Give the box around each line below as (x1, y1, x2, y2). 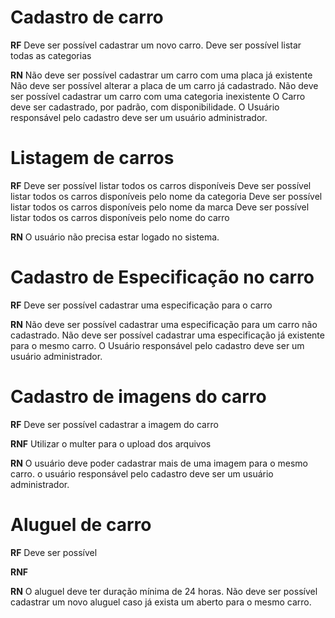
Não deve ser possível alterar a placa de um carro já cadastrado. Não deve (10, 79, 319, 91)
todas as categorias (10, 49, 92, 61)
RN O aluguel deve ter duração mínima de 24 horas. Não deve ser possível (10, 585, 318, 597)
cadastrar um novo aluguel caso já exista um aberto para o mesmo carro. (10, 596, 312, 608)
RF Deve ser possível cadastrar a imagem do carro (10, 418, 219, 430)
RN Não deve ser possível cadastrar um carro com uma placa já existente (10, 69, 313, 81)
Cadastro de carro (10, 6, 164, 29)
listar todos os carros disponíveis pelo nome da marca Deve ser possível (10, 201, 310, 213)
